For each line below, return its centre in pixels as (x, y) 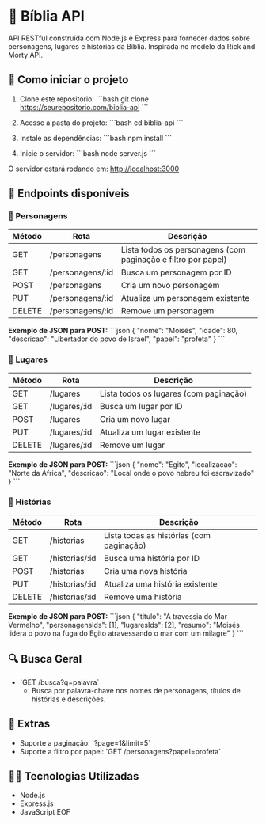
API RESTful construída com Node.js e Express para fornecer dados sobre (129, 38)
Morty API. (26, 55)
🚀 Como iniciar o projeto (68, 80)
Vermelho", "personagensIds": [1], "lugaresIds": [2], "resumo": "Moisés (124, 625)
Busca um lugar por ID (141, 406)
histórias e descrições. (68, 699)
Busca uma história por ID (152, 559)
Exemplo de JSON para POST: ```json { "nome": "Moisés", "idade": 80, (123, 331)
